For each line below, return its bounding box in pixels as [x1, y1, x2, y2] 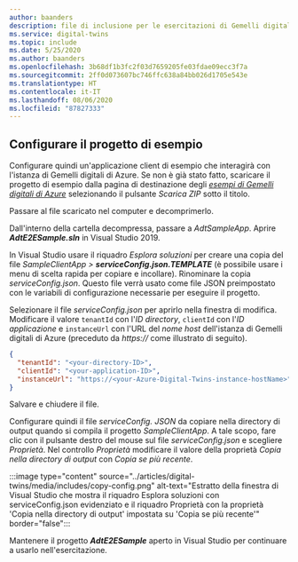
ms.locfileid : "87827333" [9, 104, 105, 113]
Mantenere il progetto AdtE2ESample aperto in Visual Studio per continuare [9, 535, 287, 546]
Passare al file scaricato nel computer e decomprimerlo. [9, 206, 215, 217]
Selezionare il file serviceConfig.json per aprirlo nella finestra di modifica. [9, 305, 278, 315]
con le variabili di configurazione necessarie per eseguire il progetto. [9, 288, 261, 298]
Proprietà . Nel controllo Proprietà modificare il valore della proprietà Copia [9, 445, 282, 455]
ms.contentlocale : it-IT [9, 87, 101, 96]
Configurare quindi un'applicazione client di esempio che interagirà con [9, 161, 271, 171]
